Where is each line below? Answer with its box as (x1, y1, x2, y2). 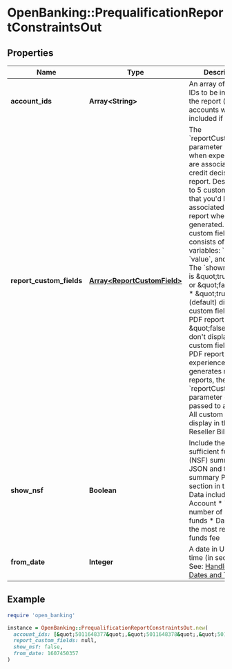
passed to (188, 401, 221, 410)
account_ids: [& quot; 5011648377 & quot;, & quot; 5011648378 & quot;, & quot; (13, 630, 217, 638)
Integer (88, 557, 114, 567)
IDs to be (188, 88, 218, 97)
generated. (188, 220, 224, 229)
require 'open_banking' (7, 612, 76, 619)
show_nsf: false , (13, 643, 64, 650)
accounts (188, 105, 220, 115)
